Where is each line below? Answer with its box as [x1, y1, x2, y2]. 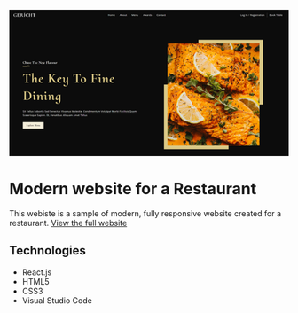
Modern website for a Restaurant [9, 179, 257, 199]
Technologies [9, 243, 87, 258]
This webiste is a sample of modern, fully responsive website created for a [9, 207, 282, 218]
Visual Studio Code [21, 294, 93, 306]
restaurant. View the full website [9, 217, 128, 228]
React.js [21, 267, 52, 278]
